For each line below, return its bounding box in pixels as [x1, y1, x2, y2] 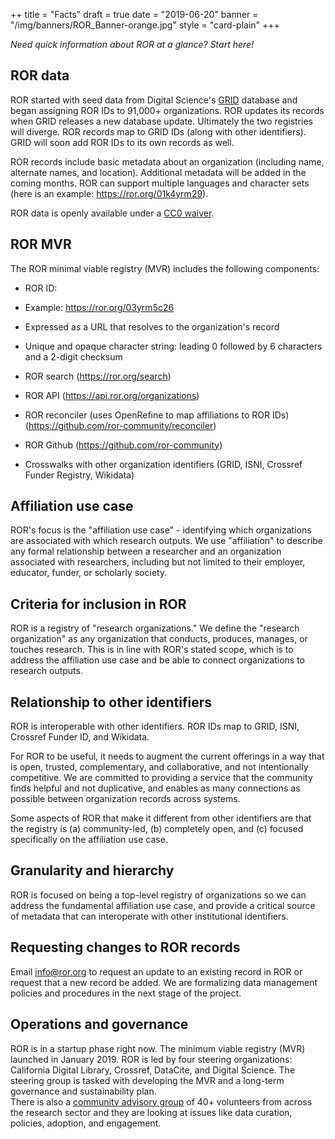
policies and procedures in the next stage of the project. [10, 987, 242, 999]
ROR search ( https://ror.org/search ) [24, 370, 172, 382]
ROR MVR [10, 236, 72, 253]
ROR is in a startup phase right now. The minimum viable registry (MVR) [10, 1042, 306, 1054]
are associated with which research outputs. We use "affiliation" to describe [10, 535, 324, 547]
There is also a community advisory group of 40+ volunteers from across [10, 1095, 313, 1108]
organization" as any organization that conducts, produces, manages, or [10, 633, 308, 645]
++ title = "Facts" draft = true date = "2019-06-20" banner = [10, 9, 259, 20]
